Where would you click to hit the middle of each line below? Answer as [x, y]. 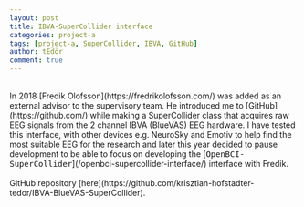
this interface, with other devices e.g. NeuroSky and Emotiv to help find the [151, 135]
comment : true [37, 60]
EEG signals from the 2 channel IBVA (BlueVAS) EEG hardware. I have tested [152, 125]
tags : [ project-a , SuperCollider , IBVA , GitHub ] [104, 43]
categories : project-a [52, 35]
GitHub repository [43, 183]
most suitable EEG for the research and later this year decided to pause [144, 144]
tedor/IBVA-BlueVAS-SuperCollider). [78, 193]
